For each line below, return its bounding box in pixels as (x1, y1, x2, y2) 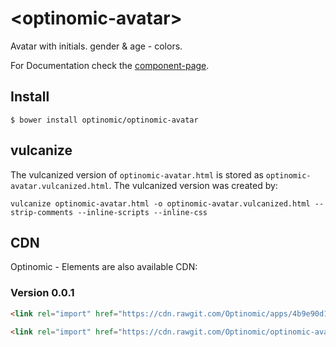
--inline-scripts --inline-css (77, 207, 208, 217)
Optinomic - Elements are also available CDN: (10, 261, 198, 273)
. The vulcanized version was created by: (108, 179, 278, 191)
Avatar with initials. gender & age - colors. (10, 40, 183, 52)
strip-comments (10, 207, 74, 217)
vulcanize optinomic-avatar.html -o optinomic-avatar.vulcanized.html (10, 198, 311, 209)
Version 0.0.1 (10, 286, 75, 300)
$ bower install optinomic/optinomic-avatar (10, 115, 199, 125)
